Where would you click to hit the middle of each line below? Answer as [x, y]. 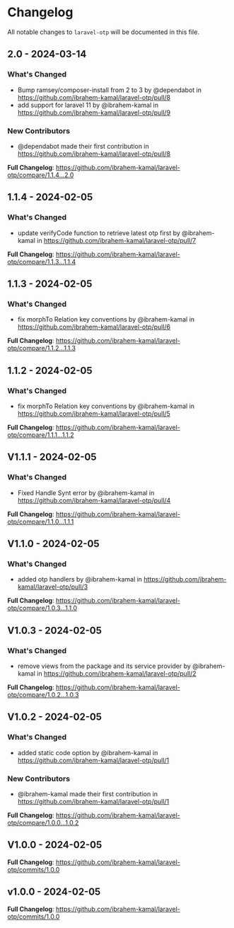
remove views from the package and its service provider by [104, 666]
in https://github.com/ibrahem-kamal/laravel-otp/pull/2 [116, 674]
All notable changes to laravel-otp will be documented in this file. [104, 32]
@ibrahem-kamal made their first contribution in [87, 794]
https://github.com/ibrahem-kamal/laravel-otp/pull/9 [94, 112]
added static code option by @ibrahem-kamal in [88, 752]
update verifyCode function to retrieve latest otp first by [99, 233]
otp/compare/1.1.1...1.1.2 [41, 435]
